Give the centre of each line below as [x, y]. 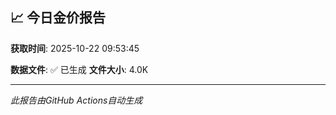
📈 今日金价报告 [58, 18]
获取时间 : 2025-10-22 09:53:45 [75, 48]
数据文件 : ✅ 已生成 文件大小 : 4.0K [79, 69]
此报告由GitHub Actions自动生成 [76, 100]
